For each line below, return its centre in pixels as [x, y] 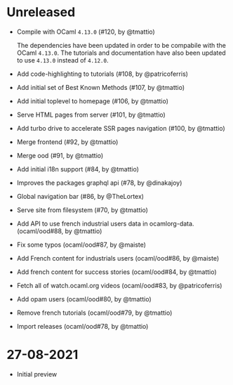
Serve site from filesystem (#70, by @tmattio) [82, 210]
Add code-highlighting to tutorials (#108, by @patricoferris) [102, 74]
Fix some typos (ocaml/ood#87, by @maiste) [81, 244]
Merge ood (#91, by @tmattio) [60, 155]
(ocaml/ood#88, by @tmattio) [59, 231]
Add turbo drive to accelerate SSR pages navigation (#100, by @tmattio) [121, 128]
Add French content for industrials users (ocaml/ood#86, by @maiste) [118, 258]
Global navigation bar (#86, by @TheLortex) [80, 196]
